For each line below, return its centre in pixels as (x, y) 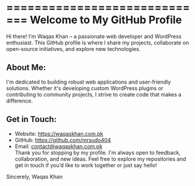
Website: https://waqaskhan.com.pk (59, 133)
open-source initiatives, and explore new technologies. (73, 49)
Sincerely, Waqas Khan (34, 177)
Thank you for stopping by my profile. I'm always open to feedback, (97, 152)
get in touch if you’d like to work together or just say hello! (86, 165)
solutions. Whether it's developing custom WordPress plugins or (85, 88)
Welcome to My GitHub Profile (106, 20)
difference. (20, 101)
